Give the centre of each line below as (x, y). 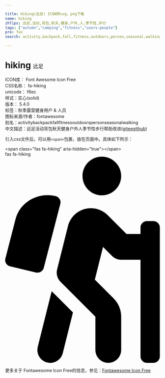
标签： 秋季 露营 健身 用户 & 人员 (36, 110)
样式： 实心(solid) (22, 98)
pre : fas (14, 32)
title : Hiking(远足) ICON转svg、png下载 (45, 14)
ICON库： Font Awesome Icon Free (41, 80)
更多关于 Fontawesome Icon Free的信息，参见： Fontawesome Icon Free (78, 370)
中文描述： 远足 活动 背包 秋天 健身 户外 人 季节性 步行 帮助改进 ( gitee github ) (76, 129)
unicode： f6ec (21, 92)
